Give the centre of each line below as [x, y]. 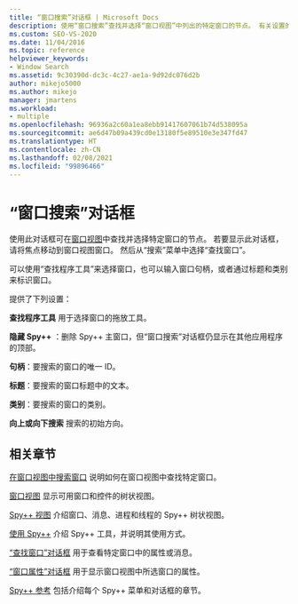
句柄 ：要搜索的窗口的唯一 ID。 [65, 367]
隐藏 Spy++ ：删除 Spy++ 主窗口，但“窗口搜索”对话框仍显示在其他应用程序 [146, 337]
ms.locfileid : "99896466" [57, 166]
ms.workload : [33, 108]
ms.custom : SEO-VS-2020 [53, 34]
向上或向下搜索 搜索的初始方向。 [69, 424]
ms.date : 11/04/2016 [47, 42]
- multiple [29, 116]
